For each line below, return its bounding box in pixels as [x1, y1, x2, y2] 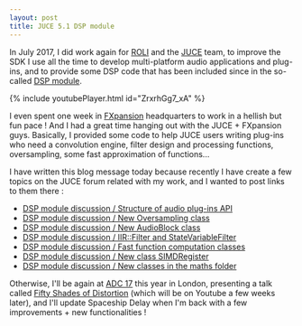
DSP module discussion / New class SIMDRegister [22, 250, 209, 262]
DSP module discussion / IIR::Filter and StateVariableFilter [22, 231, 237, 242]
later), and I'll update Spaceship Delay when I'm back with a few [9, 297, 248, 308]
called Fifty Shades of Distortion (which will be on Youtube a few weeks [9, 287, 276, 298]
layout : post [9, 13, 59, 23]
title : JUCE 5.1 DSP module [9, 22, 115, 31]
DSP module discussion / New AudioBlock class [22, 222, 201, 233]
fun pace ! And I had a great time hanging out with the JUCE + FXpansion [9, 119, 282, 131]
